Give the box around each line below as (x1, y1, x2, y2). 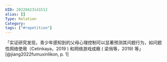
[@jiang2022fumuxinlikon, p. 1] (5, 51, 69, 57)
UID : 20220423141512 (5, 7, 48, 12)
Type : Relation (5, 16, 37, 21)
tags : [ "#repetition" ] (5, 26, 52, 31)
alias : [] (5, 12, 26, 17)
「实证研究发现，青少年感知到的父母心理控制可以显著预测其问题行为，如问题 (5, 40, 162, 46)
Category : (5, 21, 26, 26)
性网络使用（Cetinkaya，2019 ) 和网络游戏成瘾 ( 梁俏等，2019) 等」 (5, 46, 144, 52)
